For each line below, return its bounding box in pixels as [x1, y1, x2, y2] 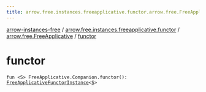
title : [6, 9, 23, 15]
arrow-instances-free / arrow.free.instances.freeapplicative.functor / [6, 26, 180, 33]
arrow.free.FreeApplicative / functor [6, 32, 97, 40]
